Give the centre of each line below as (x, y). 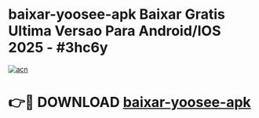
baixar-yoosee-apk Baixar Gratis (117, 14)
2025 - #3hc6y (58, 48)
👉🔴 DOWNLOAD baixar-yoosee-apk (129, 102)
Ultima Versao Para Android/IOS (115, 31)
